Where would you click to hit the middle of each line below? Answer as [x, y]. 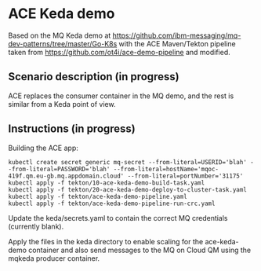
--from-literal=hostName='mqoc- [166, 169]
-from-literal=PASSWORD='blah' [59, 169]
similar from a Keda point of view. [62, 104]
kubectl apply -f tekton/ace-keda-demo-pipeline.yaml [98, 196]
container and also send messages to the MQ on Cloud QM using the [140, 250]
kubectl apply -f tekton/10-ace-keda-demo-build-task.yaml [107, 183]
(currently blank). [36, 226]
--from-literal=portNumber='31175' [185, 176]
